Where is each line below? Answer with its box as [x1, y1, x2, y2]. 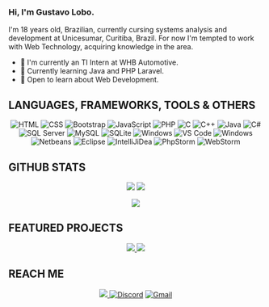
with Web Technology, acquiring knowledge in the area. [8, 42, 194, 52]
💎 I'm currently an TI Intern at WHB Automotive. [19, 57, 179, 67]
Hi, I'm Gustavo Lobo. [8, 6, 95, 18]
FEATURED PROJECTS [8, 221, 124, 235]
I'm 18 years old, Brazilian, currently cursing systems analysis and [8, 25, 228, 35]
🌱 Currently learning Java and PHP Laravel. [19, 66, 164, 76]
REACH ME [8, 267, 65, 281]
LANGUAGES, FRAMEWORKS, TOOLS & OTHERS [8, 98, 256, 111]
